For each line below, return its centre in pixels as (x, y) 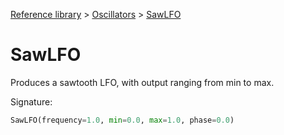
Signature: (31, 101)
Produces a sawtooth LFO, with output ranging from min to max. (142, 82)
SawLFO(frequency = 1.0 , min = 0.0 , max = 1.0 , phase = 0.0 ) (122, 120)
